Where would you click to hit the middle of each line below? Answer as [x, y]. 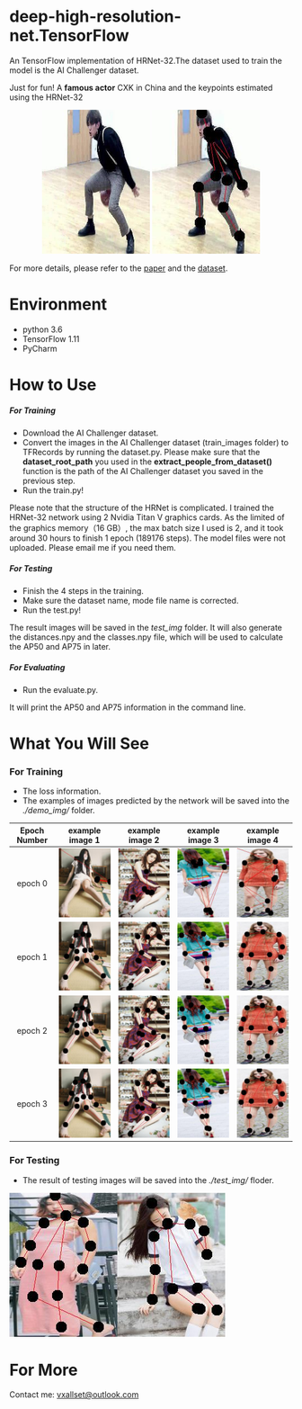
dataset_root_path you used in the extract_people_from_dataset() [147, 462]
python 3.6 [42, 329]
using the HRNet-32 [46, 97]
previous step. [49, 481]
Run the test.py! [52, 610]
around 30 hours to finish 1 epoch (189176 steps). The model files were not [147, 538]
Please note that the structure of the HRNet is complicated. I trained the [142, 508]
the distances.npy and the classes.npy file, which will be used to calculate [146, 637]
